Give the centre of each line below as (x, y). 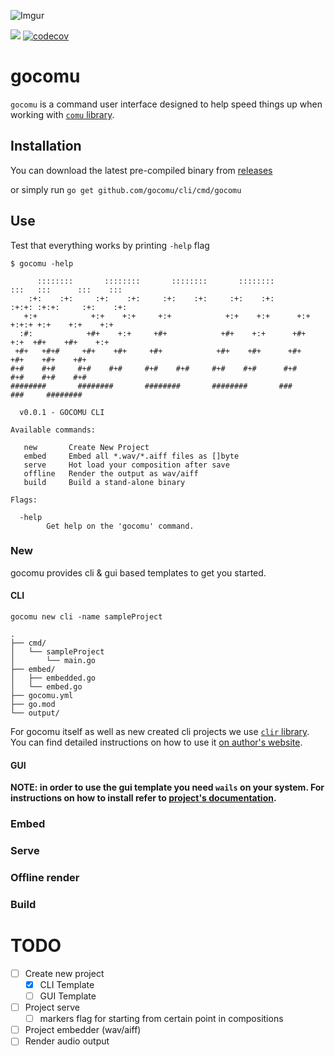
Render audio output (67, 1041)
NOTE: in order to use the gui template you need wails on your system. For (167, 787)
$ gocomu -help (42, 263)
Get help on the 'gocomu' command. (120, 526)
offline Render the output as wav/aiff (111, 473)
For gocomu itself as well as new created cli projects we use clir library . (160, 732)
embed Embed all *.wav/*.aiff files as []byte (131, 456)
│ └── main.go (53, 661)
